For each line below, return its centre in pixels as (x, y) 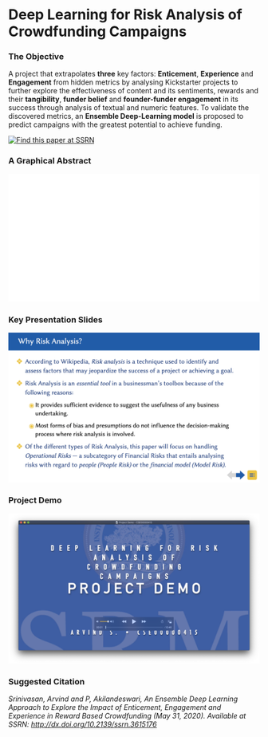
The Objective (36, 57)
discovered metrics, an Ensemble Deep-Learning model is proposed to (126, 116)
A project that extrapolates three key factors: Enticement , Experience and (131, 74)
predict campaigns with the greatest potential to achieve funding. (116, 124)
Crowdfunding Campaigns (98, 32)
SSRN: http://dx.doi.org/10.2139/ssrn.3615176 (83, 724)
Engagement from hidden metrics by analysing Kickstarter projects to (123, 82)
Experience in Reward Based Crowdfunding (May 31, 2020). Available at (127, 716)
